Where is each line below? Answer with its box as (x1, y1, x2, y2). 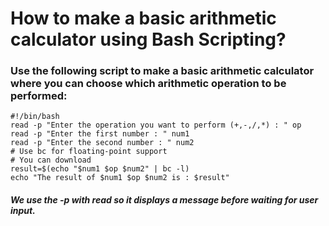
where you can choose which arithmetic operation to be (10, 77, 287, 91)
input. (10, 205, 36, 217)
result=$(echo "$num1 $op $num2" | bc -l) (10, 164, 190, 174)
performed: (10, 89, 68, 103)
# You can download (10, 155, 92, 166)
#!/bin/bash (10, 112, 60, 122)
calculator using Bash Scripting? (10, 28, 287, 51)
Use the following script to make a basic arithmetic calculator (10, 64, 315, 78)
